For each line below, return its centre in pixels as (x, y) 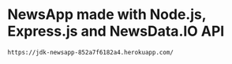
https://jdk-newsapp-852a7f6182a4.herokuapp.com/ (91, 52)
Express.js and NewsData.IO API (116, 31)
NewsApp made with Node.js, (107, 15)
